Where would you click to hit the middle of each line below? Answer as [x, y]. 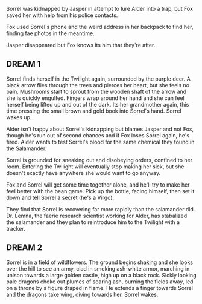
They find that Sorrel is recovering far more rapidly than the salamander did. [101, 209]
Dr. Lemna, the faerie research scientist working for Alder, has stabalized [97, 216]
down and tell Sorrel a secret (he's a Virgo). [60, 197]
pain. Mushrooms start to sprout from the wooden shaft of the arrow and [96, 91]
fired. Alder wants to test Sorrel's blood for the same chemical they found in [100, 142]
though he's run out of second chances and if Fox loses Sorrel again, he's [98, 135]
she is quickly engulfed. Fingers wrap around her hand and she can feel [96, 98]
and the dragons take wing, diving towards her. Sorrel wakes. [82, 294]
